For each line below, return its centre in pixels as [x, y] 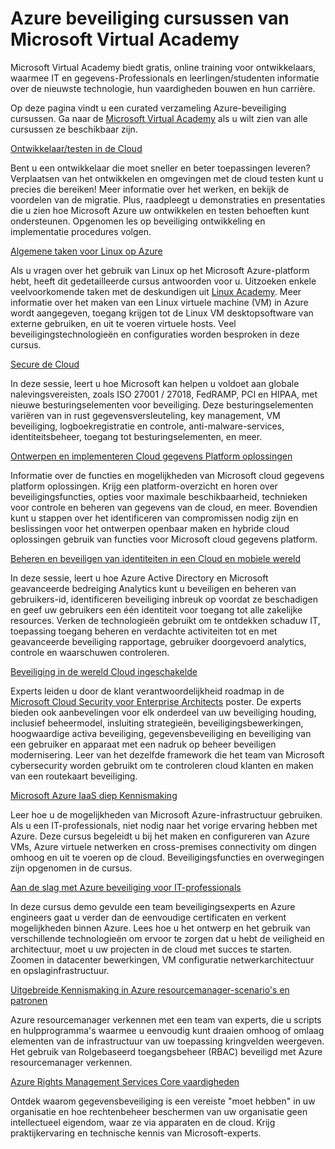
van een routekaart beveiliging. [74, 776]
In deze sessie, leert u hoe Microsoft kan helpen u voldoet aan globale [155, 383]
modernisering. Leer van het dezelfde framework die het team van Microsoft [167, 754]
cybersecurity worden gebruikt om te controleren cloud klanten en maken [162, 765]
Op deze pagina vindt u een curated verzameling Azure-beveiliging [148, 108]
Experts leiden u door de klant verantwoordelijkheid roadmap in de [147, 691]
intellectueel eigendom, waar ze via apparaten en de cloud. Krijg [143, 1122]
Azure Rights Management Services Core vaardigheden [125, 1081]
